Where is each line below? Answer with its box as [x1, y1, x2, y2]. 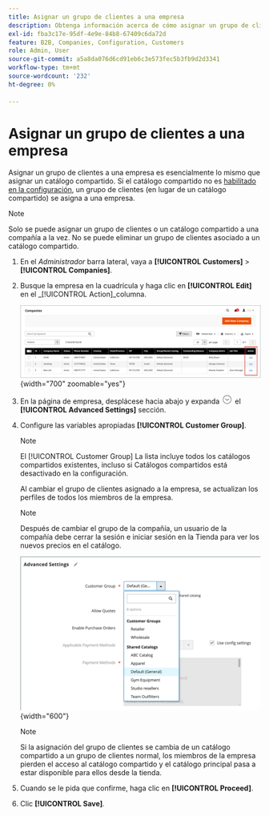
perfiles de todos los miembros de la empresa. [19, 492, 174, 502]
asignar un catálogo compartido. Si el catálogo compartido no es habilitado [8, 176, 256, 186]
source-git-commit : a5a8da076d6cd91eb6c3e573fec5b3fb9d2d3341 [8, 55, 220, 63]
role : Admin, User [8, 46, 70, 55]
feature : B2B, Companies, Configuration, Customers [8, 38, 184, 46]
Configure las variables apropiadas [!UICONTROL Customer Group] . [19, 420, 247, 430]
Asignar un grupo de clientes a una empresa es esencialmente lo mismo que [8, 168, 260, 178]
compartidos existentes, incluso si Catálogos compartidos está [19, 460, 228, 469]
